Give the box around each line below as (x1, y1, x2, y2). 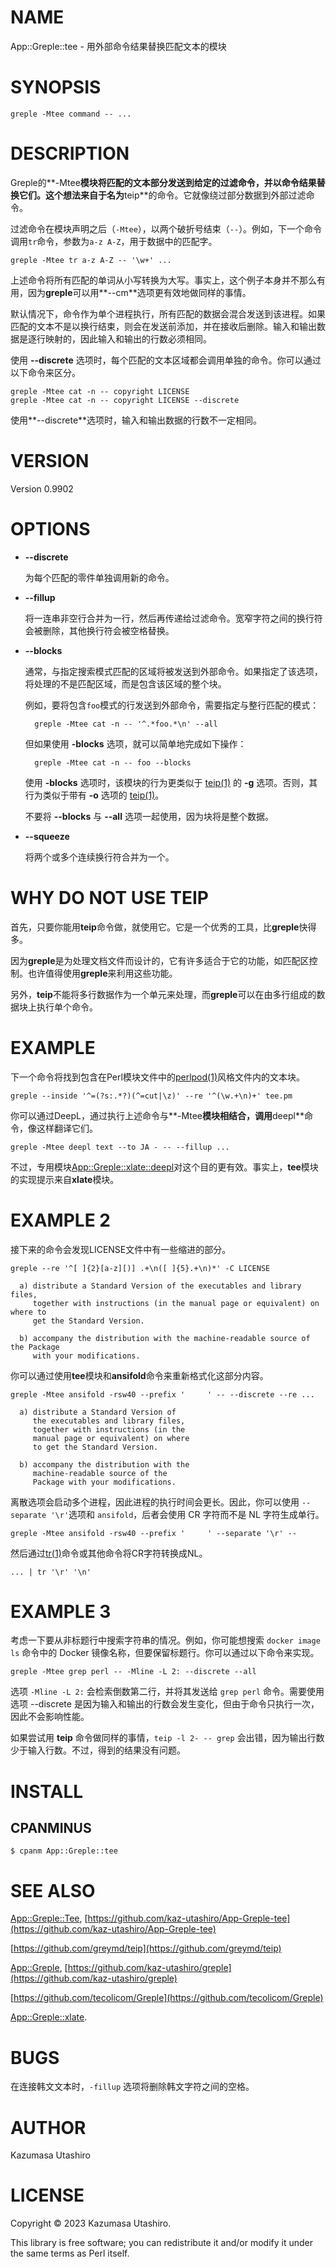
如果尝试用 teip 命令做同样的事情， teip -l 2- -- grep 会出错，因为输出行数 (10, 1732, 325, 1744)
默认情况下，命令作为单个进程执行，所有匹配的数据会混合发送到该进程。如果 (10, 307, 326, 320)
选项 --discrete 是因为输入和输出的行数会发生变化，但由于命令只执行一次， (10, 1698, 320, 1710)
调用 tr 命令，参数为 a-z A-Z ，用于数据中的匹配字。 (10, 235, 218, 247)
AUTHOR (10, 2116, 87, 2139)
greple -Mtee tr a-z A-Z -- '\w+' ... (10, 255, 172, 265)
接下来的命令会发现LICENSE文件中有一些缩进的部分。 (10, 1243, 232, 1255)
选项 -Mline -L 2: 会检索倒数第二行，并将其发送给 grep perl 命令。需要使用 (10, 1686, 325, 1698)
